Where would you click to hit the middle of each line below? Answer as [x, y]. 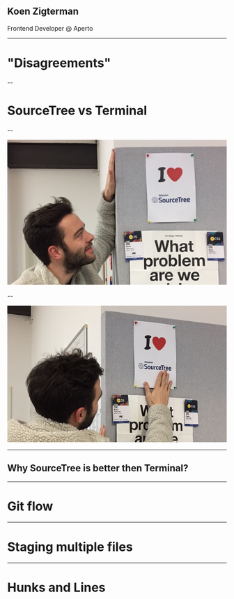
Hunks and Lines [56, 587]
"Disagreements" [59, 63]
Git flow [30, 506]
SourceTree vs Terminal [77, 110]
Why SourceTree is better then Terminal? [98, 468]
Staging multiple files [70, 547]
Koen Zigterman [43, 12]
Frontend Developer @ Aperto [50, 28]
